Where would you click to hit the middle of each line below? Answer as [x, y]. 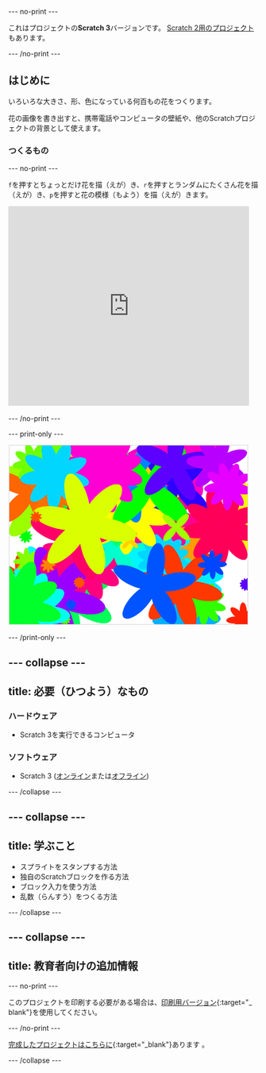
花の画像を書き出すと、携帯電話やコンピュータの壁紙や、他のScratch [121, 118]
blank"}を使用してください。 [55, 1012]
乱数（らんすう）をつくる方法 [68, 896]
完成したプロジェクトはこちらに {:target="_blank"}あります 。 [108, 1044]
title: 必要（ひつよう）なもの [79, 691]
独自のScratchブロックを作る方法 [74, 876]
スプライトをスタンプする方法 [68, 867]
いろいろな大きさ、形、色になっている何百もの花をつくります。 [112, 101]
